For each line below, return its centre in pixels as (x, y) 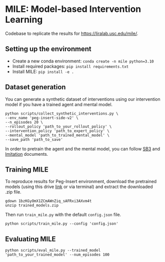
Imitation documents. (27, 154)
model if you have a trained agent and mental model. (59, 104)
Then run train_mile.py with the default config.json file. (63, 215)
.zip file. (13, 192)
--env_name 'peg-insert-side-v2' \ (42, 118)
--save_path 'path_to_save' (34, 139)
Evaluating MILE (30, 239)
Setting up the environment (48, 49)
